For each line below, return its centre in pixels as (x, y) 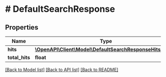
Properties (22, 27)
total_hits (19, 58)
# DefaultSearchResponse (60, 9)
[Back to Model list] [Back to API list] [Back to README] (62, 70)
